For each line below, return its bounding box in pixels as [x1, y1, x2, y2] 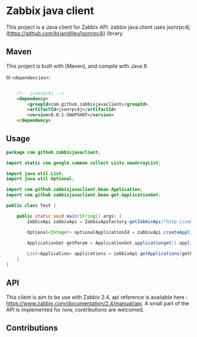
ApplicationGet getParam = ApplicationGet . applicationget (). [27, 240, 180, 246]
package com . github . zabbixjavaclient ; [6, 149, 101, 155]
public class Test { [6, 203, 57, 209]
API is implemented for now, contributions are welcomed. [6, 306, 144, 313]
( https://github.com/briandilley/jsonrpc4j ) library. [6, 29, 124, 36]
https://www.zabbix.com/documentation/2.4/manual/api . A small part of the [6, 299, 189, 306]
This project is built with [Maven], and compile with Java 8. [6, 62, 148, 69]
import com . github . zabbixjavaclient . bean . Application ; [6, 187, 143, 193]
